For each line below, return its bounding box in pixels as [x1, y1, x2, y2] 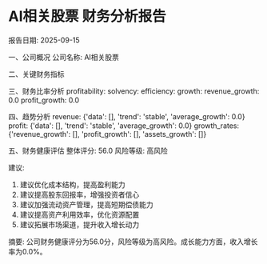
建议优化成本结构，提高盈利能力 [19, 179, 126, 189]
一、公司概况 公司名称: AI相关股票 [8, 52, 120, 62]
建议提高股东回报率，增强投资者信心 [19, 190, 140, 199]
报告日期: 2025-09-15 [8, 35, 80, 45]
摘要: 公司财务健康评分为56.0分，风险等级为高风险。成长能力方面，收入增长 [8, 237, 258, 246]
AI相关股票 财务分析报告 [8, 7, 166, 26]
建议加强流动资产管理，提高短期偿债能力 [19, 199, 153, 209]
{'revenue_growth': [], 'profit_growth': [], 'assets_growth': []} [8, 129, 207, 138]
